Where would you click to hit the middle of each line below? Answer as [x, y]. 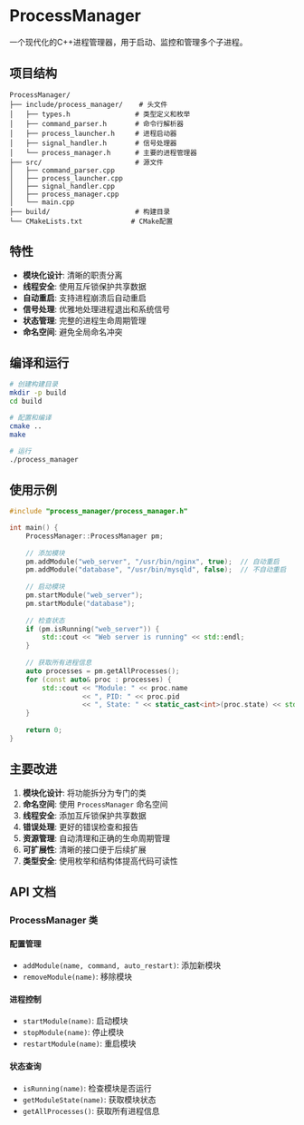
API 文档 [33, 892]
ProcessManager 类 [53, 920]
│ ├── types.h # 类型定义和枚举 [100, 114]
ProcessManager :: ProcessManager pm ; [95, 536]
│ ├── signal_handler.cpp [62, 186]
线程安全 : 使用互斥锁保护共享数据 [84, 286]
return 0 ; [44, 730]
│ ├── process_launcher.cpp [66, 178]
